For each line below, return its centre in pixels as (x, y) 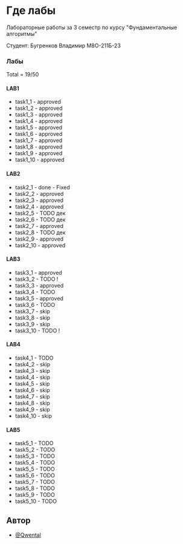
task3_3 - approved (39, 285)
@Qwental (28, 535)
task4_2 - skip (33, 364)
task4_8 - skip (32, 403)
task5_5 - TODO (35, 469)
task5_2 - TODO (35, 450)
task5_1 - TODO (34, 443)
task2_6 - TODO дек (40, 220)
